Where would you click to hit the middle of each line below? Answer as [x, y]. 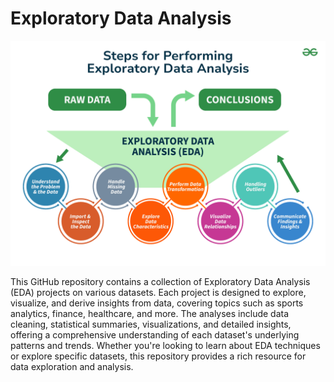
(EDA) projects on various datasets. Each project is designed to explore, [158, 293]
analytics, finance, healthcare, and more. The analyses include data [150, 314]
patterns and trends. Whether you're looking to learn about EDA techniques [165, 346]
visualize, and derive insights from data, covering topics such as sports [157, 303]
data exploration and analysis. [72, 367]
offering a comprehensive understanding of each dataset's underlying [155, 335]
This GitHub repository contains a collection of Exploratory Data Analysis [160, 282]
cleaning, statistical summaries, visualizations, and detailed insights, [151, 324]
